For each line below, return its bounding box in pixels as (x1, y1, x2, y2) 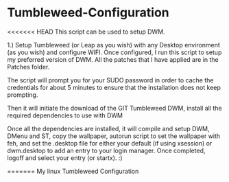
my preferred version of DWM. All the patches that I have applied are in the (7, 55, 219, 63)
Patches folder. (7, 62, 50, 71)
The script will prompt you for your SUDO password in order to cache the (7, 76, 214, 84)
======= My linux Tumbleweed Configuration (7, 167, 139, 175)
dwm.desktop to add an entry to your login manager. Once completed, (7, 146, 206, 155)
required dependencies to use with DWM (7, 111, 123, 120)
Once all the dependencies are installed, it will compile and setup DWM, (7, 124, 210, 133)
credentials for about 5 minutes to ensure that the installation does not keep (7, 83, 221, 91)
